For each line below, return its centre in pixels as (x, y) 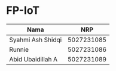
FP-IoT (23, 11)
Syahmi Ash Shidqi (36, 40)
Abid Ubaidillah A (33, 59)
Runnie (19, 49)
